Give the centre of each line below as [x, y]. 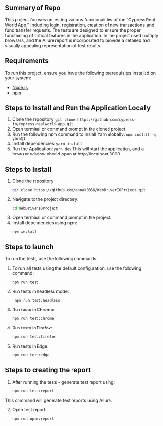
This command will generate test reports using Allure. [59, 400]
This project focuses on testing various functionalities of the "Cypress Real [80, 19]
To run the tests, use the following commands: [52, 258]
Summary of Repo [33, 8]
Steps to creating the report [48, 370]
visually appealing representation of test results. [53, 45]
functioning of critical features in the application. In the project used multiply [81, 35]
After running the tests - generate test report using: [63, 382]
